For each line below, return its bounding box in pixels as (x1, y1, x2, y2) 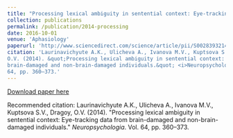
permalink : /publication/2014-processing (7, 23, 129, 30)
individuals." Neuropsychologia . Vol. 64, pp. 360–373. (35, 123, 189, 131)
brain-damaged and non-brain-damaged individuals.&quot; (7, 62, 175, 69)
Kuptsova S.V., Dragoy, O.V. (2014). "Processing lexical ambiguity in (7, 108, 200, 117)
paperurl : (7, 42, 36, 49)
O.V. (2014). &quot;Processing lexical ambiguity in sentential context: (7, 55, 225, 62)
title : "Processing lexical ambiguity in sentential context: (7, 10, 191, 17)
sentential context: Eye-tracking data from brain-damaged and (7, 115, 186, 123)
